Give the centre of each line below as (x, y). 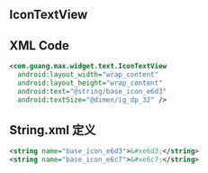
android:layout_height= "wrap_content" (90, 83)
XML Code (40, 46)
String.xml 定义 (53, 130)
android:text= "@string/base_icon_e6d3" (92, 91)
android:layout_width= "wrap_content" (88, 75)
